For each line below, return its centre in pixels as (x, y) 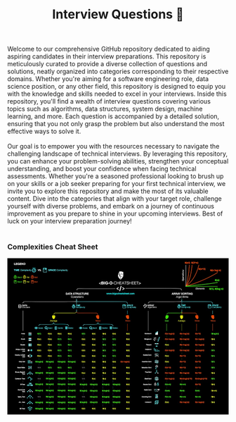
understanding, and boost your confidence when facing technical (102, 168)
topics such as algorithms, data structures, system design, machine (105, 108)
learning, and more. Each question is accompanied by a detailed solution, (113, 116)
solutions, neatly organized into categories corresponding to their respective (118, 71)
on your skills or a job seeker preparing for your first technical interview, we (117, 183)
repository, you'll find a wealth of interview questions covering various (109, 101)
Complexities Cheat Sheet (53, 247)
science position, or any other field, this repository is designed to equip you (117, 86)
